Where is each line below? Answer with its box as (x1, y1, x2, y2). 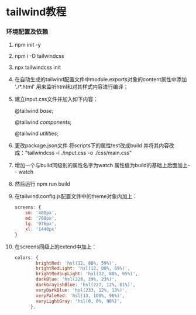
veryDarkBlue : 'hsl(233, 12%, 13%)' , (36, 287, 128, 293)
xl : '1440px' (25, 226, 57, 232)
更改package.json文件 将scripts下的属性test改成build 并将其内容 (14, 142, 170, 149)
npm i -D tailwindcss (14, 53, 64, 60)
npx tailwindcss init (14, 64, 61, 71)
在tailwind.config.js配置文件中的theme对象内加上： (14, 193, 137, 200)
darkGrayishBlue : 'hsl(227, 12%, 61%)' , (36, 282, 136, 288)
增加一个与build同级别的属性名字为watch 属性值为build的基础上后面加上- (14, 162, 190, 169)
